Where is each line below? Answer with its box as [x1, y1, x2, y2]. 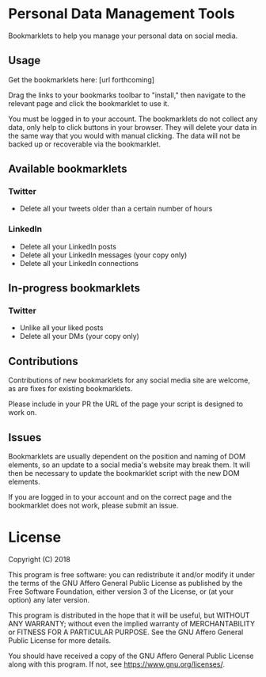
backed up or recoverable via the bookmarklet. [8, 139, 161, 149]
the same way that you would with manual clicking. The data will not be [8, 131, 241, 140]
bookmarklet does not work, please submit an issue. [8, 500, 179, 511]
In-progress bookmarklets [8, 282, 141, 295]
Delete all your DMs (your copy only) [19, 332, 140, 341]
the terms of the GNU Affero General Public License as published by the [8, 578, 243, 588]
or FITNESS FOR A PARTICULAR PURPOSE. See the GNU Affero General [8, 627, 244, 637]
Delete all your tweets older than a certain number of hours [19, 203, 213, 214]
